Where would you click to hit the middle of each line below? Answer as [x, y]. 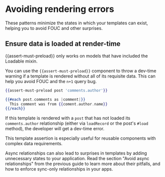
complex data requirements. [34, 144]
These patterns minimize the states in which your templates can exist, [77, 23]
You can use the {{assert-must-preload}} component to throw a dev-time [81, 71]
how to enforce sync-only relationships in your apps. [59, 169]
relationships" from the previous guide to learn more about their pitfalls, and [83, 164]
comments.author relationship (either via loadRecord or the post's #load [77, 123]
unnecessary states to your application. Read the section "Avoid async [77, 159]
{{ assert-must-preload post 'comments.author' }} [56, 90]
